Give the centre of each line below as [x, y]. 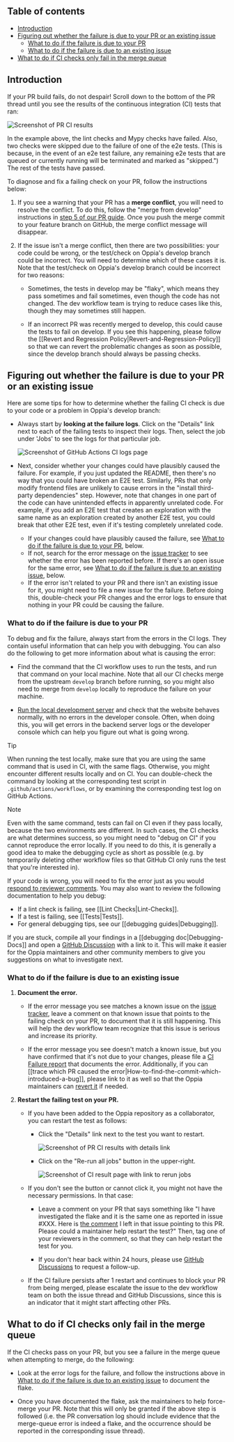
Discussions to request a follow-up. [89, 1267]
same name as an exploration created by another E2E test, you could [116, 517]
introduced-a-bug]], [56, 1079]
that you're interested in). [44, 867]
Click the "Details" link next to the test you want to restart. [121, 1134]
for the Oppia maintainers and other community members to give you [106, 952]
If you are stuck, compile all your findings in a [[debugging [91, 937]
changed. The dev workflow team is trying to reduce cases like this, [125, 303]
